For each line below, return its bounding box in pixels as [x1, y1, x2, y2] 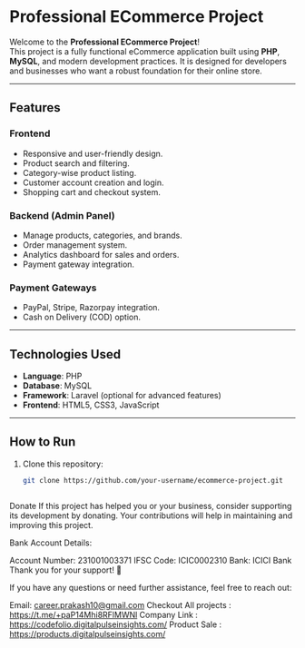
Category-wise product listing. [22, 167, 137, 178]
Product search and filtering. [22, 157, 130, 169]
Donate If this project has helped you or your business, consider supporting [9, 500, 292, 511]
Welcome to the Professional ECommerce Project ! [9, 36, 200, 47]
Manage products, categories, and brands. [22, 230, 183, 241]
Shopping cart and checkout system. [22, 186, 161, 197]
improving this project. [9, 519, 93, 530]
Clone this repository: [22, 458, 103, 469]
